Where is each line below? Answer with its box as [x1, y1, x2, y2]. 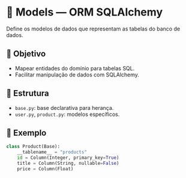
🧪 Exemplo [6, 128, 47, 138]
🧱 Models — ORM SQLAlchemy [6, 5, 163, 19]
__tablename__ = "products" [17, 149, 87, 155]
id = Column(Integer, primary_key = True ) [17, 155, 119, 161]
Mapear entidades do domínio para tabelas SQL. [14, 65, 135, 72]
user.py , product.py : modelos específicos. [14, 111, 120, 118]
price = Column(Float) [17, 165, 74, 172]
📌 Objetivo [6, 49, 46, 59]
